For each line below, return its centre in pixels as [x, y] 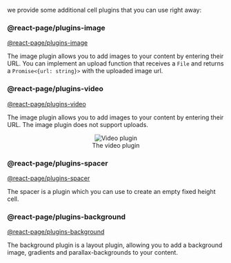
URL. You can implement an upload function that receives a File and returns [115, 64]
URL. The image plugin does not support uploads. [78, 124]
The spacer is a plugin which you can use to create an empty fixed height [111, 191]
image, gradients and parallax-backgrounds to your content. [92, 253]
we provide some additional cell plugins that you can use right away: [104, 10]
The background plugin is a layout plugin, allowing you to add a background [115, 245]
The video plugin [116, 145]
